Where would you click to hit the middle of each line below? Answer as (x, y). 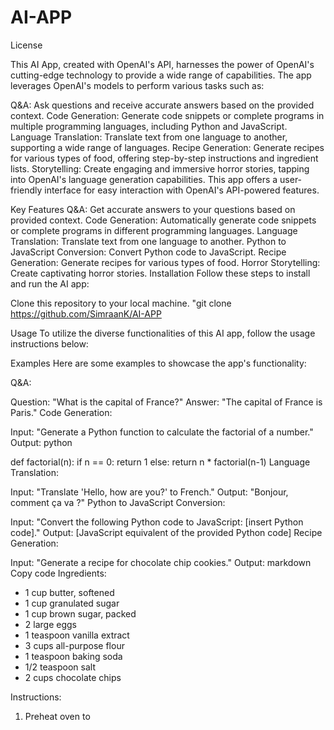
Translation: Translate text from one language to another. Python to (148, 241)
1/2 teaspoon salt (60, 667)
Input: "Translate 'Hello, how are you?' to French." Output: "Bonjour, (149, 492)
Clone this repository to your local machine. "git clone (121, 303)
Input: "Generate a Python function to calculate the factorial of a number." (162, 432)
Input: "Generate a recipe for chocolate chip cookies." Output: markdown (161, 562)
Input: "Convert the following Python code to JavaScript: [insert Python (157, 522)
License (26, 45)
